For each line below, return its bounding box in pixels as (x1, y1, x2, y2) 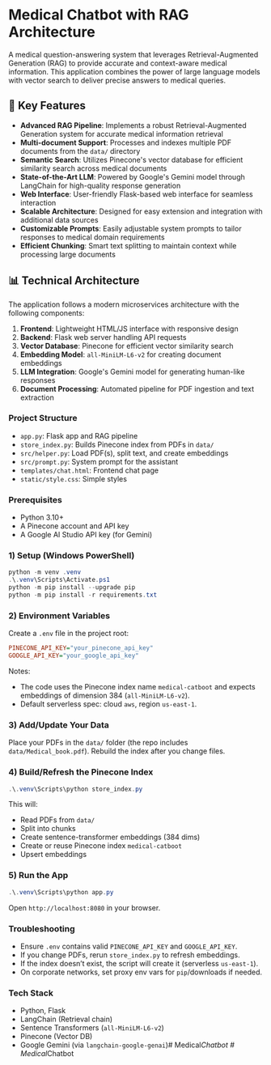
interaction (19, 197, 57, 207)
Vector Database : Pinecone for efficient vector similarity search (19, 341, 234, 350)
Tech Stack (8, 987, 54, 999)
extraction (19, 392, 54, 402)
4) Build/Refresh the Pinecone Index (8, 766, 154, 778)
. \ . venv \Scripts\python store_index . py (8, 785, 143, 793)
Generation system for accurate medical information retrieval (19, 129, 224, 138)
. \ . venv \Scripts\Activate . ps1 (8, 576, 111, 584)
